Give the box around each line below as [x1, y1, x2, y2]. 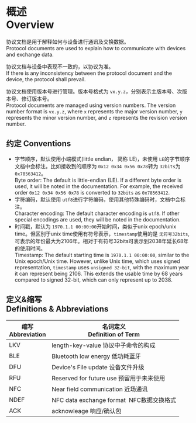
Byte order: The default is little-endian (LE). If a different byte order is [14, 176, 182, 183]
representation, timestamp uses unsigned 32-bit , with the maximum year [14, 263, 190, 271]
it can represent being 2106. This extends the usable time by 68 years [14, 270, 183, 277]
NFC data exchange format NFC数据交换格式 [51, 396, 177, 404]
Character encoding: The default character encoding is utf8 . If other [14, 210, 180, 217]
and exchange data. [6, 51, 54, 58]
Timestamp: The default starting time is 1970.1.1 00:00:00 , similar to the [14, 251, 190, 258]
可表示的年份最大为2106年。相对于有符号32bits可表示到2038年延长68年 [14, 237, 189, 244]
